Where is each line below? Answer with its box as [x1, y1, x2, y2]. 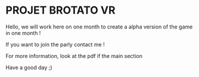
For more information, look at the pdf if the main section [5, 52, 142, 59]
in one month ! [5, 29, 41, 36]
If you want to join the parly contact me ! [5, 41, 105, 48]
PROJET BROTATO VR [5, 4, 116, 17]
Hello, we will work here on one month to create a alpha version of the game [5, 23, 193, 30]
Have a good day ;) [5, 63, 52, 71]
